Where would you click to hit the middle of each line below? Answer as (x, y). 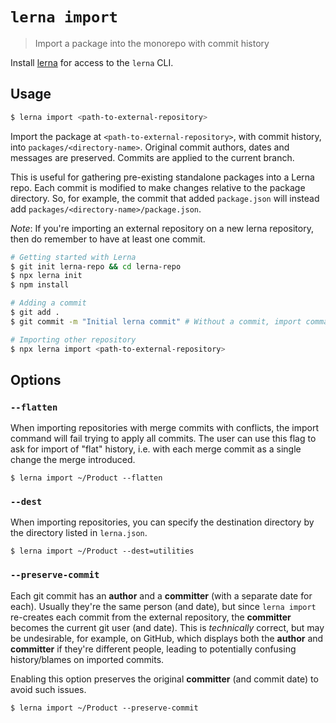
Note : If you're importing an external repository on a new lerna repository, (162, 228)
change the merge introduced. (73, 460)
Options (36, 379)
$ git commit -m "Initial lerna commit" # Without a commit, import (156, 321)
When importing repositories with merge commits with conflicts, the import (164, 428)
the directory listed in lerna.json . (79, 533)
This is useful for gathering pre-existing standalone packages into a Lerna (162, 177)
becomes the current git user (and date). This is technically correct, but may (167, 627)
